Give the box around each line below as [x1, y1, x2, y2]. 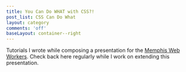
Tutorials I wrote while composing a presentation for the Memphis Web [6, 47, 180, 54]
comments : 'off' [6, 25, 46, 31]
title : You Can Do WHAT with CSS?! [6, 8, 95, 15]
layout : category [6, 19, 49, 25]
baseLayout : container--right [6, 31, 82, 37]
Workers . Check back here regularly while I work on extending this [6, 53, 170, 60]
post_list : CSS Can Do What [6, 14, 76, 20]
